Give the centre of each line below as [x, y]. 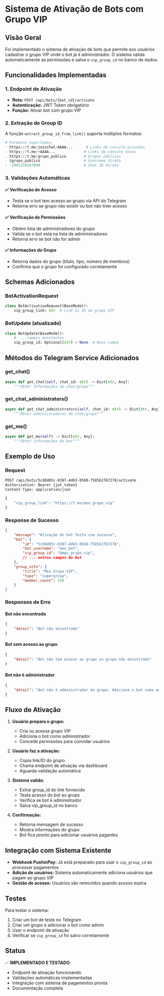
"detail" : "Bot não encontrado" [47, 629]
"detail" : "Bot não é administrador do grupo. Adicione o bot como [84, 690]
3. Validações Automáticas [38, 178]
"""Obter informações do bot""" [47, 441]
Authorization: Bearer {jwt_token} [41, 485]
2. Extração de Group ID [34, 123]
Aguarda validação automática [50, 771]
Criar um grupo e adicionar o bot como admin [58, 925]
